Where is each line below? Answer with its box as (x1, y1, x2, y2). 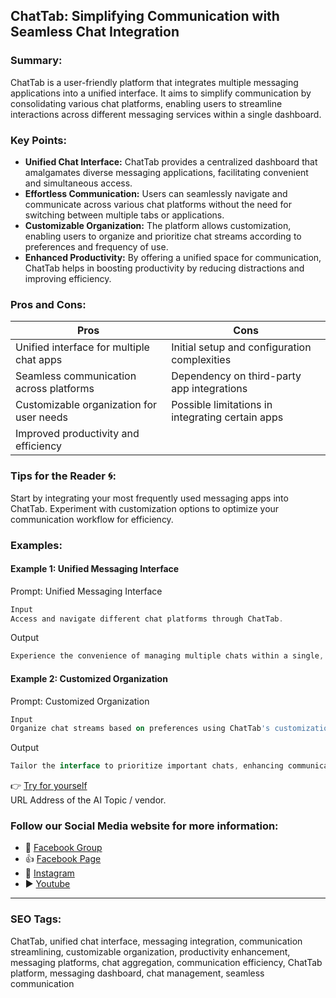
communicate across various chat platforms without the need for (24, 198, 293, 210)
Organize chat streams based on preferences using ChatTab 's (10, 724, 271, 734)
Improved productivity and (15, 427, 140, 441)
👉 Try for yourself (10, 780, 88, 792)
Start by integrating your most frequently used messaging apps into (10, 492, 289, 504)
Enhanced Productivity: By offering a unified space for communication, (24, 251, 322, 263)
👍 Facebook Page (24, 853, 102, 865)
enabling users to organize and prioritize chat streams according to (24, 230, 302, 242)
